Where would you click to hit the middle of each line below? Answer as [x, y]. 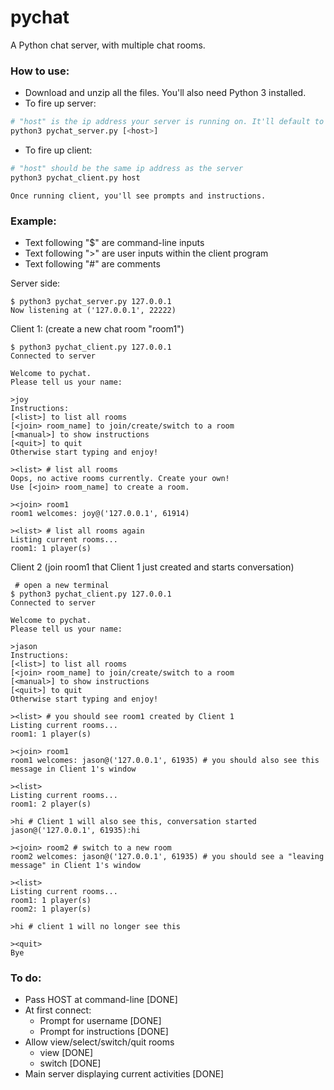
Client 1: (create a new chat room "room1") [97, 329]
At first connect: [58, 1010]
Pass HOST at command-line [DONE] [101, 1000]
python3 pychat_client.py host [75, 177]
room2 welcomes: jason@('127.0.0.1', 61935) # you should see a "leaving [167, 857]
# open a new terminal [62, 586]
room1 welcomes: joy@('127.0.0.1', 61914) [100, 514]
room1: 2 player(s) [51, 804]
